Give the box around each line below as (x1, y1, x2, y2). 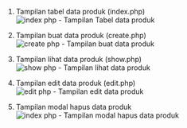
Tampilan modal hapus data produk (15, 103, 132, 111)
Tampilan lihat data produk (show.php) (15, 55, 142, 64)
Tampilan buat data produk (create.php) (15, 31, 147, 40)
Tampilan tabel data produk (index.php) (15, 7, 146, 16)
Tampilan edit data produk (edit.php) (15, 79, 136, 87)
